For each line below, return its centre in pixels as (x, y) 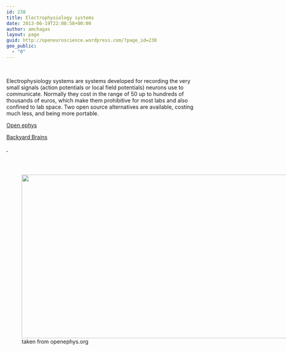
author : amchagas (28, 29)
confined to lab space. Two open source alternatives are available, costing (100, 107)
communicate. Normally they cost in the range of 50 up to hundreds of (95, 94)
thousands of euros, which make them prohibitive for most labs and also (97, 100)
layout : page (23, 35)
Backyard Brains (27, 137)
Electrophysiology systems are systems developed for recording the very (98, 81)
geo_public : (21, 46)
